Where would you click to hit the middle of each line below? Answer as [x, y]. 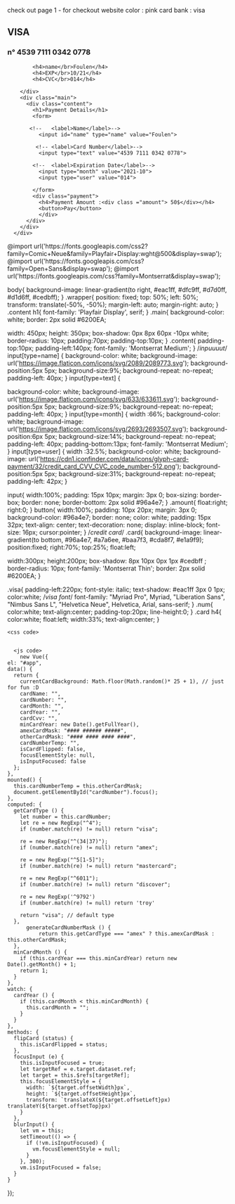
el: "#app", [25, 663]
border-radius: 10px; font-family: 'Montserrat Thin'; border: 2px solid [106, 568]
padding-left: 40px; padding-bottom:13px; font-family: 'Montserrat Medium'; [117, 444]
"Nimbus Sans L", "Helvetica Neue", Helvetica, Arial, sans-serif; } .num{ [110, 604]
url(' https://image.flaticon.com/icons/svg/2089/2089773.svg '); [98, 363]
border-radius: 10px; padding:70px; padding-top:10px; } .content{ [102, 340]
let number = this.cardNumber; [66, 816]
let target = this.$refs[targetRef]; [75, 1075]
